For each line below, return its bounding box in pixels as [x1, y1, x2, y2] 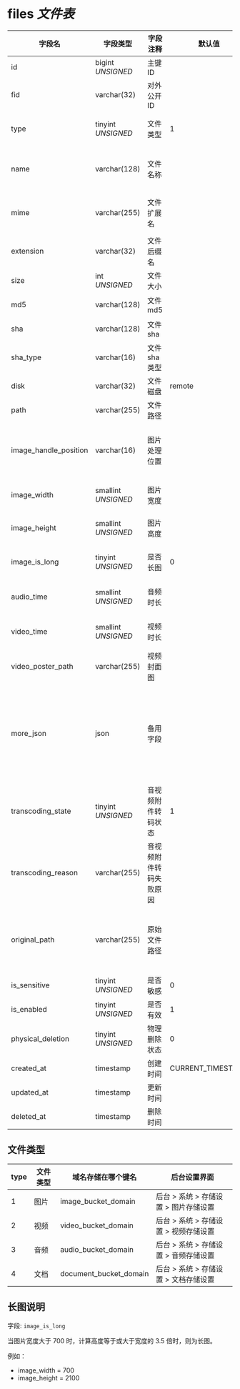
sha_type [11, 352, 41, 362]
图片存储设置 [171, 1202, 215, 1212]
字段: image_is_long [7, 1321, 66, 1330]
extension [11, 246, 44, 256]
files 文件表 [7, 6, 75, 22]
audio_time [11, 592, 48, 602]
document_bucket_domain [60, 1268, 149, 1278]
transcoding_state [11, 806, 71, 816]
